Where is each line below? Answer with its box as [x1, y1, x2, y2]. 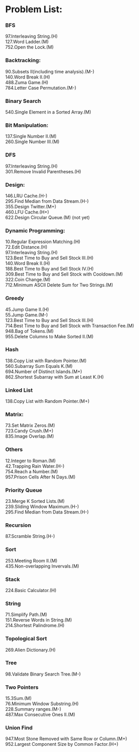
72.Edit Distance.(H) [5, 244, 47, 250]
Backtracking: [5, 57, 41, 64]
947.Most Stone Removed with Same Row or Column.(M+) [5, 736, 127, 742]
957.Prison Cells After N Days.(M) [5, 474, 75, 480]
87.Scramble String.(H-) [5, 533, 55, 540]
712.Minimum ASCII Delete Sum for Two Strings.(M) [5, 282, 114, 288]
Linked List [5, 386, 33, 393]
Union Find [5, 724, 33, 732]
